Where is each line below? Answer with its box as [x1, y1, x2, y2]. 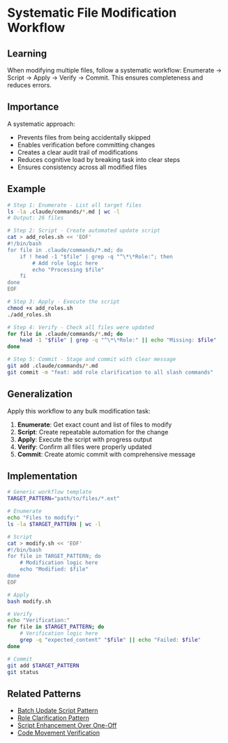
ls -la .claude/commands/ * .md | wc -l [7, 208, 120, 215]
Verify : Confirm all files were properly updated [17, 442, 152, 451]
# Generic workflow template [7, 489, 92, 496]
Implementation [7, 470, 78, 482]
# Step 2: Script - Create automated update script [7, 227, 160, 235]
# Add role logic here [32, 260, 98, 267]
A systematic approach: [7, 119, 75, 128]
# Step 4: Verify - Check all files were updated [7, 323, 155, 331]
